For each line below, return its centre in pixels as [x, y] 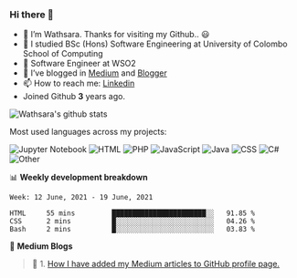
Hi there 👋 [32, 15]
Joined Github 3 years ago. [74, 97]
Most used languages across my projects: [88, 132]
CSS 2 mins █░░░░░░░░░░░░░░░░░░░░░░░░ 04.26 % [133, 221]
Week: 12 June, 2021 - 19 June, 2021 [81, 198]
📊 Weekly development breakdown [79, 178]
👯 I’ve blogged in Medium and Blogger [95, 73]
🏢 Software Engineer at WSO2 [80, 64]
